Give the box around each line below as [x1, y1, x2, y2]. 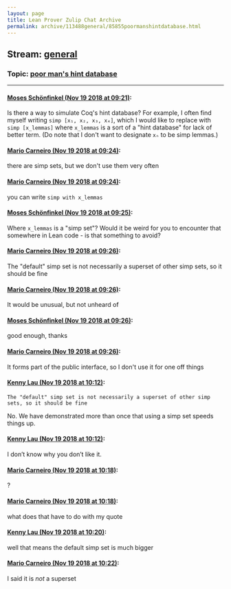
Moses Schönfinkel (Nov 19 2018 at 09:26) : [7, 316, 133, 324]
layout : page [7, 10, 45, 17]
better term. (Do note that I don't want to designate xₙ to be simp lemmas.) [7, 131, 219, 139]
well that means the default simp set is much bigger [7, 543, 153, 551]
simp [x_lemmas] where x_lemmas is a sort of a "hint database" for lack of [7, 123, 212, 131]
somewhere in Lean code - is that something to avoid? [7, 231, 162, 239]
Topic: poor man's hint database [7, 69, 118, 78]
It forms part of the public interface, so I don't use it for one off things [7, 363, 204, 371]
